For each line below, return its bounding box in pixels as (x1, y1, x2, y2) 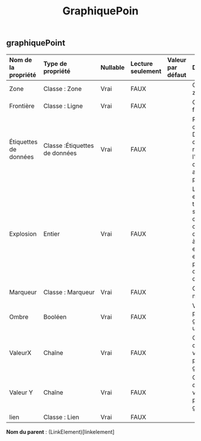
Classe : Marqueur (43, 288, 95, 296)
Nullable (100, 63, 125, 71)
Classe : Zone (43, 84, 82, 93)
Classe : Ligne (43, 102, 83, 110)
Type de (43, 59, 68, 68)
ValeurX (9, 348, 32, 357)
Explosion (9, 229, 37, 238)
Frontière (9, 102, 35, 110)
